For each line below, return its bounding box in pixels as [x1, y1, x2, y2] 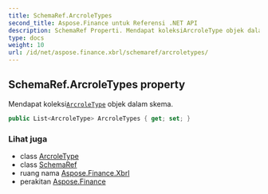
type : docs [8, 33, 45, 42]
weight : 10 [8, 41, 45, 49]
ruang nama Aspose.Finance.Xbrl [19, 168, 130, 177]
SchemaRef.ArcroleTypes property [8, 78, 186, 91]
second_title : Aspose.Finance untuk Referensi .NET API [8, 19, 198, 27]
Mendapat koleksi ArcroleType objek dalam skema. [8, 99, 174, 108]
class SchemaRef [19, 160, 77, 169]
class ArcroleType [19, 151, 80, 161]
